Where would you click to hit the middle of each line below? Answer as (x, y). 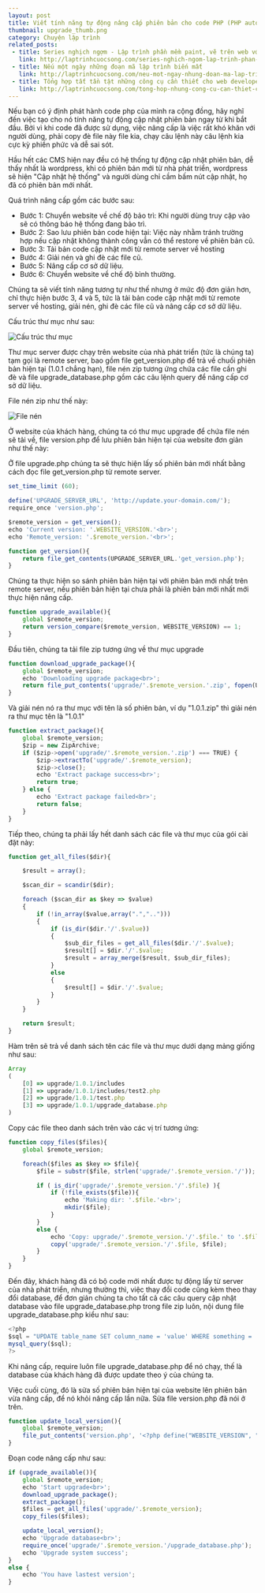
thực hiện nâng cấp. (41, 598)
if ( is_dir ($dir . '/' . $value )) (100, 929)
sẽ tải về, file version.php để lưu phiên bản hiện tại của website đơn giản (125, 440)
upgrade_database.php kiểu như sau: (69, 1315)
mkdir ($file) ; (88, 1207)
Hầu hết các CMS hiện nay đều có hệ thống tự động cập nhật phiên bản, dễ (131, 160)
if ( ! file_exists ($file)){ (95, 1193)
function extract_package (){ (56, 731)
